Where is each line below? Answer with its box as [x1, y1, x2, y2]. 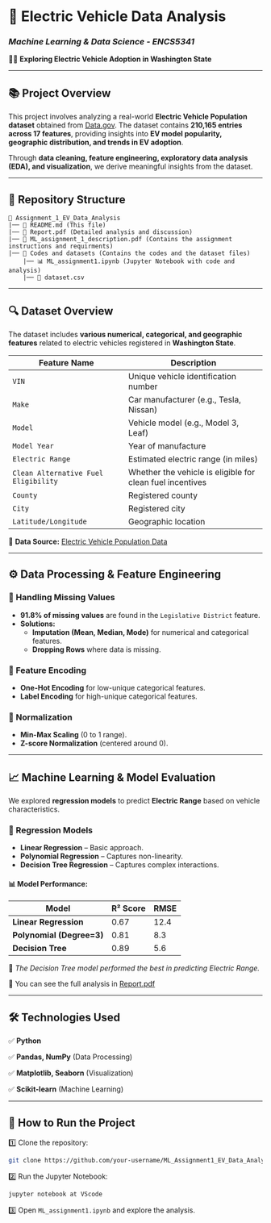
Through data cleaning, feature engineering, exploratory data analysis [8, 153, 248, 163]
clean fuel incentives [127, 476, 207, 487]
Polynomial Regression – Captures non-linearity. [19, 851, 183, 862]
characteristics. [8, 804, 60, 814]
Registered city [127, 503, 186, 514]
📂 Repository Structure [8, 193, 126, 207]
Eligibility [12, 476, 59, 486]
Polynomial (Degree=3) [12, 929, 104, 941]
